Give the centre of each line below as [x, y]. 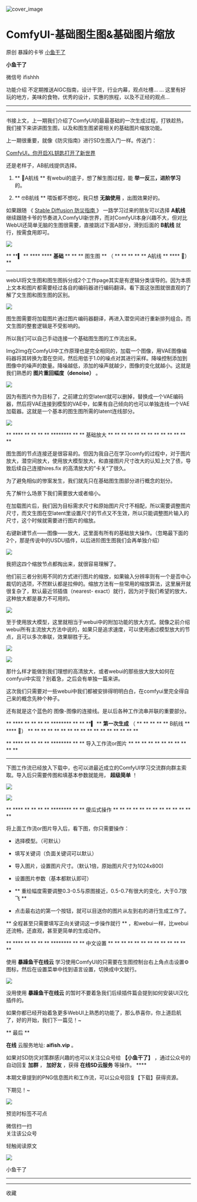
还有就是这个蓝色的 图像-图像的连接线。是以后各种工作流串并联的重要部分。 [98, 711]
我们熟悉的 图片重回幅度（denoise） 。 [54, 373]
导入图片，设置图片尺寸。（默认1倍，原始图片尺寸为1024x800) [89, 866]
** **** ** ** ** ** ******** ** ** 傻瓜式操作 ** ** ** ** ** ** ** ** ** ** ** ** [98, 809]
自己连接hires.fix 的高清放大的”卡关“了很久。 [75, 468]
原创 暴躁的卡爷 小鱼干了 [36, 52]
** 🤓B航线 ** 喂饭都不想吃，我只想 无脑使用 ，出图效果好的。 [89, 198]
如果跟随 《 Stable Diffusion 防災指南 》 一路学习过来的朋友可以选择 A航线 [96, 210]
